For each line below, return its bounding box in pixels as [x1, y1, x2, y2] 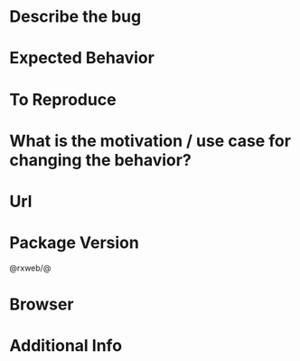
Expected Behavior [9, 48, 155, 69]
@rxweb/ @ [9, 262, 52, 273]
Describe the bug [9, 6, 142, 27]
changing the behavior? [9, 149, 192, 170]
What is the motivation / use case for [9, 130, 292, 151]
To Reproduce [9, 89, 117, 109]
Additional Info [9, 336, 123, 356]
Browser [9, 294, 74, 315]
